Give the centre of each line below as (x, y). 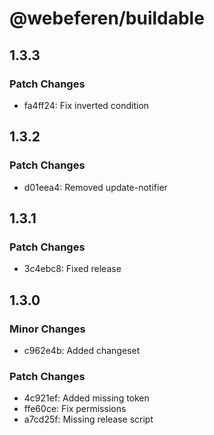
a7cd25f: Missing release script (88, 419)
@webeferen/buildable (107, 18)
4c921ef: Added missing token (86, 398)
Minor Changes (47, 329)
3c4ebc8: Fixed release (72, 269)
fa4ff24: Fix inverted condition (86, 105)
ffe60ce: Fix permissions (75, 409)
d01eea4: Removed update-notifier (95, 187)
